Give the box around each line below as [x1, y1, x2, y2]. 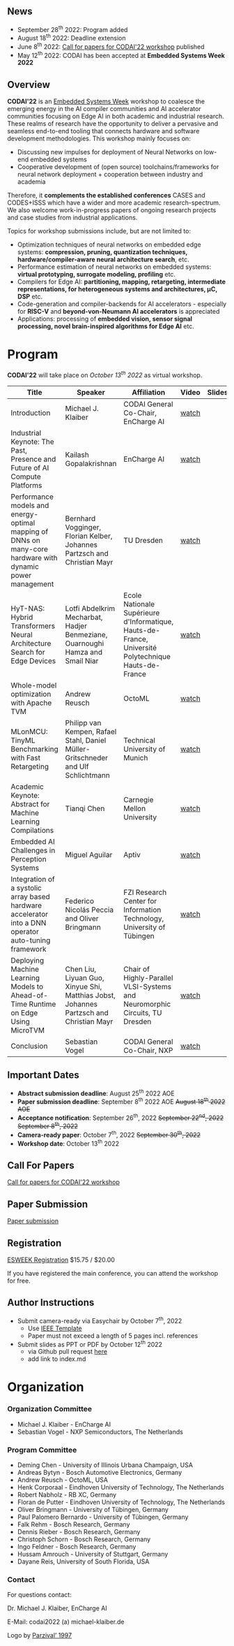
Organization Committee [7, 1404, 93, 1414]
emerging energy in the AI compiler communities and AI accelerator [7, 105, 201, 113]
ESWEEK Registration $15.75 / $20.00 [7, 1255, 115, 1264]
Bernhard [65, 514, 96, 523]
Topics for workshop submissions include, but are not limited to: [7, 227, 192, 235]
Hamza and [65, 647, 103, 657]
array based [10, 891, 50, 901]
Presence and [10, 454, 56, 464]
